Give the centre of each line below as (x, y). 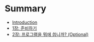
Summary (25, 9)
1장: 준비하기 (24, 28)
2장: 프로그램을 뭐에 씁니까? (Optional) (50, 34)
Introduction (25, 22)
